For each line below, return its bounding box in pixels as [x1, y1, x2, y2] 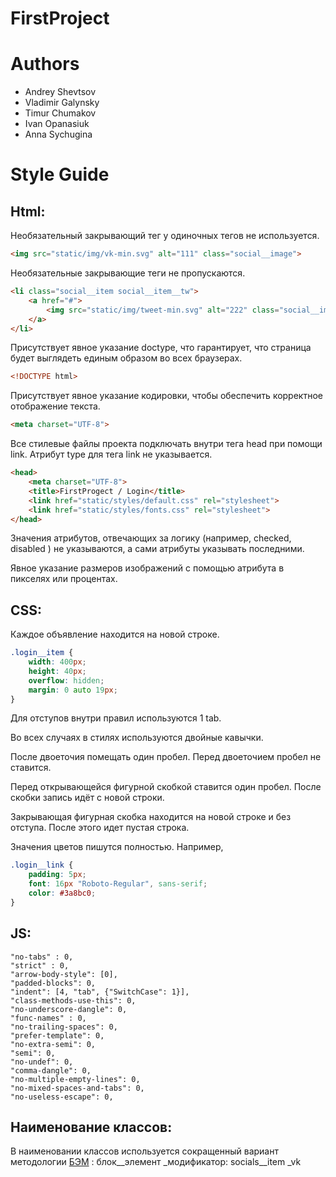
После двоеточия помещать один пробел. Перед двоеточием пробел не [10, 751, 322, 763]
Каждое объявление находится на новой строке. [10, 628, 220, 641]
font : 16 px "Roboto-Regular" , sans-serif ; [28, 879, 208, 889]
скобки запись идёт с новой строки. [10, 792, 165, 804]
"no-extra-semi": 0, [10, 1039, 97, 1049]
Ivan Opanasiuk [24, 118, 90, 130]
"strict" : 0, [10, 960, 70, 971]
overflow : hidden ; [28, 675, 105, 686]
